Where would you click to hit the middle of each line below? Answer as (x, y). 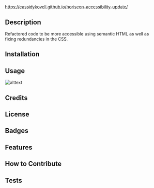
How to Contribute (33, 164)
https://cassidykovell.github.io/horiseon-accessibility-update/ (67, 7)
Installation (22, 54)
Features (19, 147)
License (17, 114)
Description (23, 22)
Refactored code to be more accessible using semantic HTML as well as (77, 34)
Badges (17, 131)
